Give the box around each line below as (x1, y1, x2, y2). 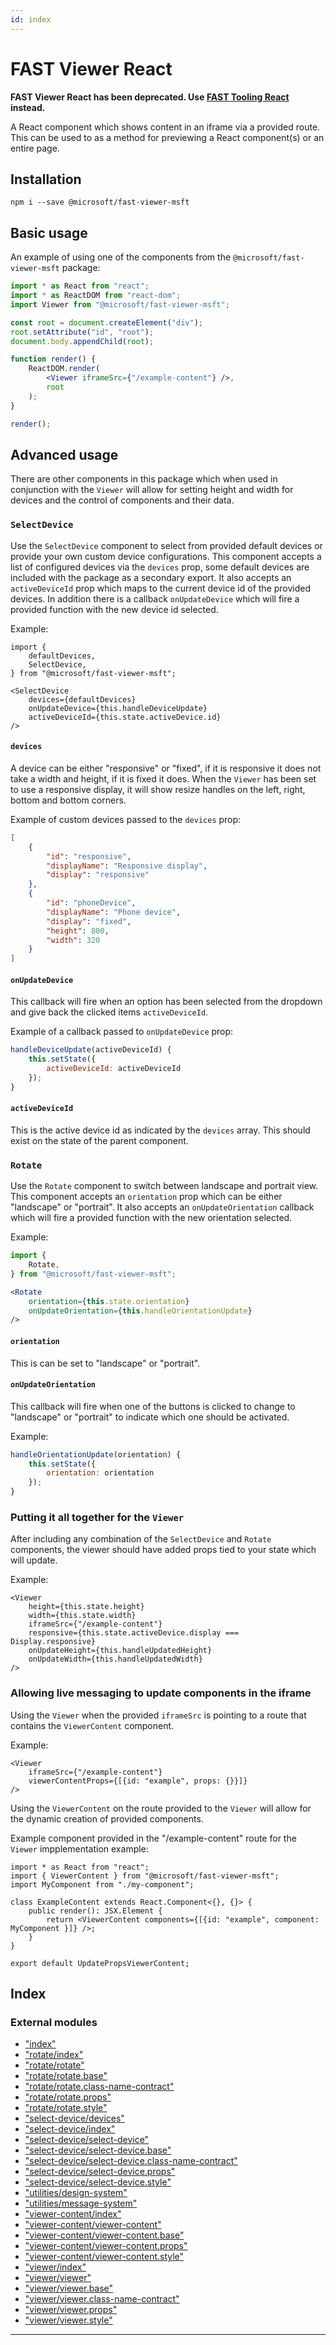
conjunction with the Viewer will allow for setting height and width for (10, 484, 294, 496)
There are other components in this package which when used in (10, 473, 278, 485)
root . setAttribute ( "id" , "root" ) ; (10, 327, 155, 337)
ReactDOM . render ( (28, 364, 101, 374)
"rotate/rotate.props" (24, 2091, 112, 2103)
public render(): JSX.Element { (28, 1906, 163, 1916)
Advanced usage (10, 446, 119, 463)
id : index (10, 14, 52, 25)
